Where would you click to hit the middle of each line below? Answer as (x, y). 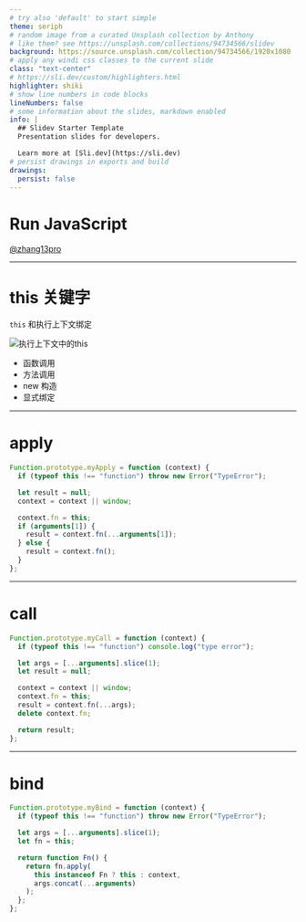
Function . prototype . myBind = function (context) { (107, 808)
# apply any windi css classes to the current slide (112, 60)
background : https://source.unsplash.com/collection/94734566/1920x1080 (150, 52)
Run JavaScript (68, 224)
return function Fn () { (62, 858)
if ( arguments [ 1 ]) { (56, 526)
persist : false (46, 179)
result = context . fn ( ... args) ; (77, 705)
